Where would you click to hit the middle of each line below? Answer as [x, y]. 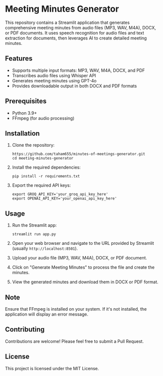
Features [19, 59]
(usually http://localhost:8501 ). [45, 248]
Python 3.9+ [25, 113]
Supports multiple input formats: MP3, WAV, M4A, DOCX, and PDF [78, 70]
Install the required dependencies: [46, 167]
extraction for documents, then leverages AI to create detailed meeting [76, 38]
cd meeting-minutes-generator [43, 158]
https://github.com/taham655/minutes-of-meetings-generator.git [79, 154]
